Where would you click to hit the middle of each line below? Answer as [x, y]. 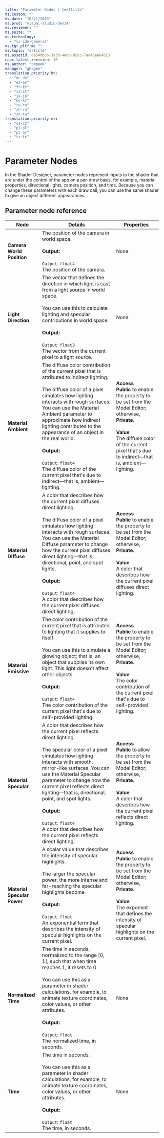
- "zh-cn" [19, 110]
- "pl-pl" [19, 128]
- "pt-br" [19, 133]
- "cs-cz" [19, 123]
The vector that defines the [73, 277]
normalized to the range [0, [73, 955]
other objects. [58, 674]
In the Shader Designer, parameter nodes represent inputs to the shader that [82, 175]
